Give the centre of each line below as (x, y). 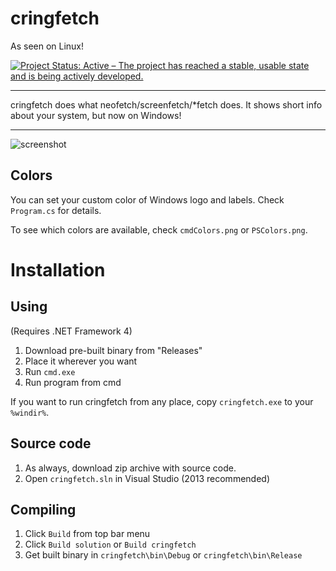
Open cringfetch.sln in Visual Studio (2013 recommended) (147, 478)
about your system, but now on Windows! (96, 115)
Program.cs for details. (56, 210)
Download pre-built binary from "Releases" (113, 350)
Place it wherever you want (81, 361)
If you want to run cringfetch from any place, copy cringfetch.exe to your (162, 401)
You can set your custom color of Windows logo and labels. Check (147, 199)
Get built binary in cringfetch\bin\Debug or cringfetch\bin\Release (163, 555)
